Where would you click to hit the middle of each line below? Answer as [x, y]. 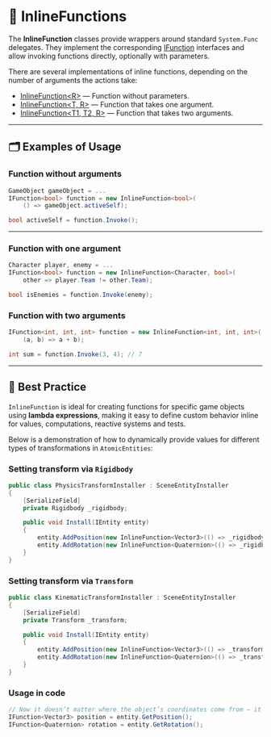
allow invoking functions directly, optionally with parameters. [109, 56]
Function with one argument [65, 249]
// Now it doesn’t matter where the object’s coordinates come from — [129, 710]
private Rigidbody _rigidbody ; [75, 508]
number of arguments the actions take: [73, 80]
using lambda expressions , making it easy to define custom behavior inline [133, 415]
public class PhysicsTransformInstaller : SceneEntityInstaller [119, 485]
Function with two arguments [67, 316]
